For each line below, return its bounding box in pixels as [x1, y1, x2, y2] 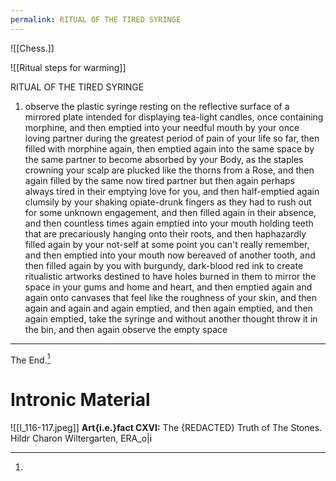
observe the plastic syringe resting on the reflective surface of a [24, 100, 290, 112]
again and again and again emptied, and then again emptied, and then [24, 302, 313, 314]
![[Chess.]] [10, 42, 55, 54]
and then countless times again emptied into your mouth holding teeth [24, 217, 314, 229]
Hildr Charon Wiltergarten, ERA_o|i [10, 432, 153, 445]
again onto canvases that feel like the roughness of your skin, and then [24, 291, 317, 303]
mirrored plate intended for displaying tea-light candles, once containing [24, 111, 324, 123]
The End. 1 [10, 352, 51, 366]
